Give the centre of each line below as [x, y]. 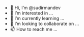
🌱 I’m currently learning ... [37, 18]
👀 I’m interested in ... [32, 13]
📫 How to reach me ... [34, 29]
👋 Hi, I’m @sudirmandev [35, 8]
